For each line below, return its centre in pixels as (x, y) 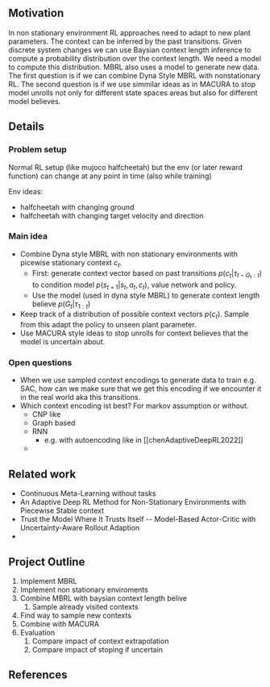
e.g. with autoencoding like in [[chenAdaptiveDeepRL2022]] (143, 440)
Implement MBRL (48, 581)
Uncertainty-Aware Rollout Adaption (80, 528)
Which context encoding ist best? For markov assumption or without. (134, 406)
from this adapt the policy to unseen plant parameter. (108, 325)
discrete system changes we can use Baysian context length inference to (130, 50)
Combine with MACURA (59, 624)
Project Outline (47, 562)
